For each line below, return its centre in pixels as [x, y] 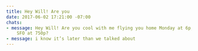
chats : [14, 22]
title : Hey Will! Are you [38, 11]
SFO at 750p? [33, 33]
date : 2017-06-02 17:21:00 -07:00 [49, 17]
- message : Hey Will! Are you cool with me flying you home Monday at [95, 28]
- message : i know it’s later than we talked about [71, 39]
